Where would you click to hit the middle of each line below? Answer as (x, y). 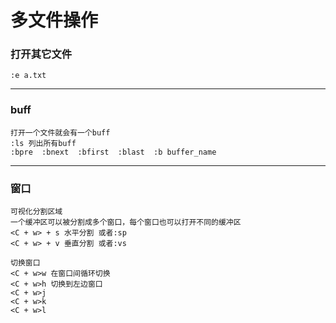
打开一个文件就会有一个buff (60, 132)
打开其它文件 (41, 54)
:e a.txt (28, 76)
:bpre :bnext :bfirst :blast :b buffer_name (113, 152)
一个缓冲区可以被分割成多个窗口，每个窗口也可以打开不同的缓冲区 (126, 222)
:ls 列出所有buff (43, 143)
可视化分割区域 (36, 212)
